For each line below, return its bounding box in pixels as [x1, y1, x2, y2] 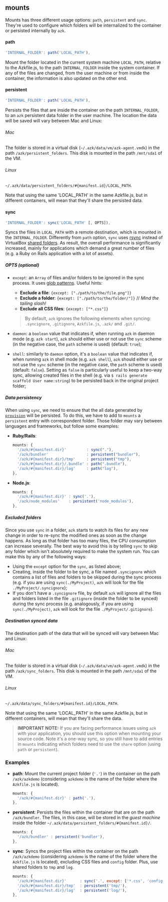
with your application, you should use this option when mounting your [17, 730, 161, 737]
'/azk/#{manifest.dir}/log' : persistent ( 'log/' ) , [17, 888, 127, 893]
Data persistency [5, 395, 42, 401]
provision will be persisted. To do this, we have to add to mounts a [5, 412, 141, 418]
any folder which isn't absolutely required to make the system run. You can [5, 548, 159, 554]
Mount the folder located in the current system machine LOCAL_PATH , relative [5, 59, 161, 65]
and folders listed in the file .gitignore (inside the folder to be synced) [12, 595, 158, 601]
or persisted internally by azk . [5, 27, 66, 34]
